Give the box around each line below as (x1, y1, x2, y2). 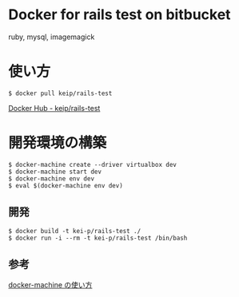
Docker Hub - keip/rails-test (8, 103, 101, 113)
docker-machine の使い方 (8, 280, 93, 290)
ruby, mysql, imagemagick (8, 32, 95, 42)
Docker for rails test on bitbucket (8, 6, 231, 24)
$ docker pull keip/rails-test (8, 89, 113, 97)
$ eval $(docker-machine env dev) (8, 181, 124, 189)
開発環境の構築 (8, 134, 107, 152)
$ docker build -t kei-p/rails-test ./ (8, 227, 141, 235)
